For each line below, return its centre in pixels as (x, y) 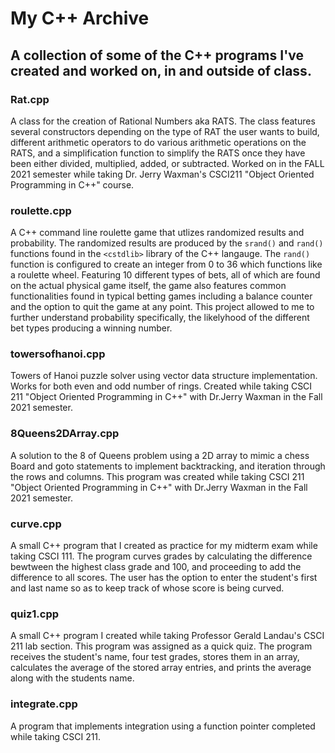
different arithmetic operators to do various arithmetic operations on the (158, 142)
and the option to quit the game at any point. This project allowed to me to (162, 307)
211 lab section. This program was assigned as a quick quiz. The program (161, 646)
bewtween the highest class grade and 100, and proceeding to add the (156, 567)
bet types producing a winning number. (91, 328)
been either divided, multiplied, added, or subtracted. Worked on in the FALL (167, 163)
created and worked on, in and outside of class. (161, 70)
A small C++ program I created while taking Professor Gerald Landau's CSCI (167, 636)
